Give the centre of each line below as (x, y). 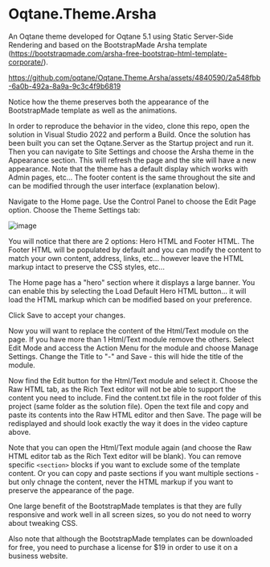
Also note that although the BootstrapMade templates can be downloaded (131, 538)
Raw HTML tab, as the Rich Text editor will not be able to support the (122, 389)
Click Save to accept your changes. (67, 315)
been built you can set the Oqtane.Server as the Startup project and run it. (131, 143)
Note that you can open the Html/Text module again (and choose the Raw (130, 447)
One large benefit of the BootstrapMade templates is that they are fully (125, 506)
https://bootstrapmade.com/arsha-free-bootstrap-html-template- (119, 53)
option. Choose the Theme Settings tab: (74, 209)
